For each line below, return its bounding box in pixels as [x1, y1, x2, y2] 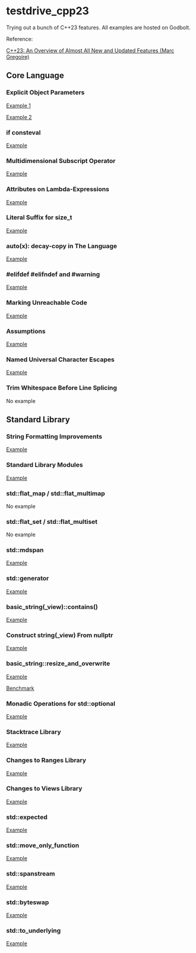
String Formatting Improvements [6, 432, 103, 440]
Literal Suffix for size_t [6, 213, 72, 221]
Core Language [6, 70, 64, 81]
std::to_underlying [6, 926, 61, 935]
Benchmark [6, 685, 34, 692]
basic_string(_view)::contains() [6, 602, 98, 611]
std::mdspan [6, 546, 44, 554]
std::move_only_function [6, 841, 80, 849]
